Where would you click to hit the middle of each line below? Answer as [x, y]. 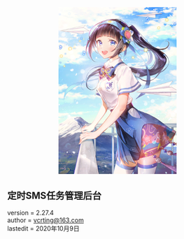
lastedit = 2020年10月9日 [43, 229]
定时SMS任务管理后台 [55, 195]
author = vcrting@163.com [45, 220]
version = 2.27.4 [30, 213]
